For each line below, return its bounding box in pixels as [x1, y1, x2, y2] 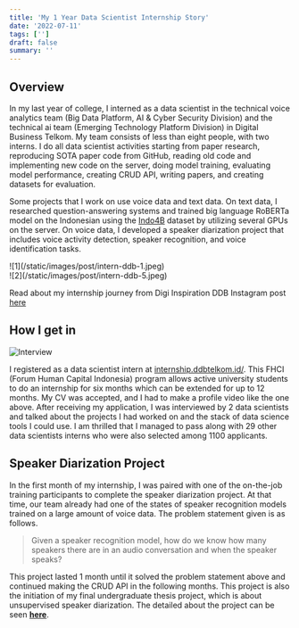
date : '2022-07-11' [9, 21, 82, 30]
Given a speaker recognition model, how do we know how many [30, 534, 267, 545]
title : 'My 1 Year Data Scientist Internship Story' [9, 12, 210, 22]
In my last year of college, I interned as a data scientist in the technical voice [9, 103, 290, 113]
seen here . [9, 608, 49, 620]
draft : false [9, 37, 58, 47]
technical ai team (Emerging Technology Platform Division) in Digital [9, 121, 259, 132]
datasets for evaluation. [9, 178, 96, 189]
